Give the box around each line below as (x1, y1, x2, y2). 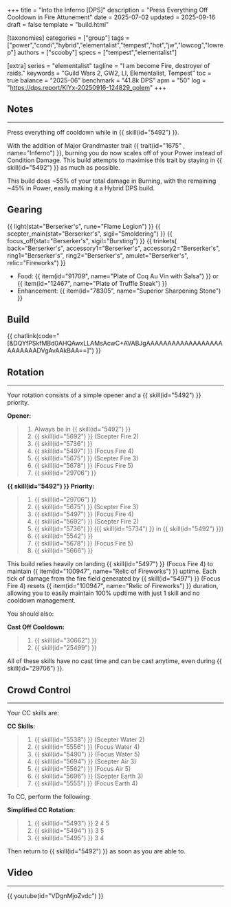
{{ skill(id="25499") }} (34, 644, 98, 652)
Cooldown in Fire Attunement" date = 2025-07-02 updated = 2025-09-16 (7, 13, 215, 21)
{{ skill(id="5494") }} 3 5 (34, 827, 104, 835)
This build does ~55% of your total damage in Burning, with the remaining (7, 177, 217, 185)
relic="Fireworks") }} (7, 258, 67, 267)
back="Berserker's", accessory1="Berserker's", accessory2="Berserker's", (7, 244, 221, 252)
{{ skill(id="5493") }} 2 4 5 (34, 819, 110, 827)
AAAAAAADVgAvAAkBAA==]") (7, 346, 95, 355)
